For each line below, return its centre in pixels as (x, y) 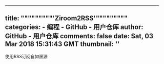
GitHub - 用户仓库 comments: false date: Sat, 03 (79, 36)
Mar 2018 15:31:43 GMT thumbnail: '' (62, 44)
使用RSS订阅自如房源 (26, 56)
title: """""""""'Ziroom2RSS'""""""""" (66, 18)
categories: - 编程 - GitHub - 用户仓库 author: (74, 27)
